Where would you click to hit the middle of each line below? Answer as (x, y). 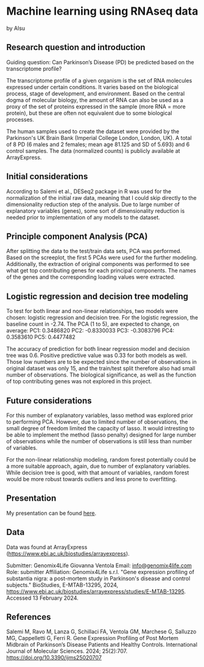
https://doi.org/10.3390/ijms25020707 (54, 658)
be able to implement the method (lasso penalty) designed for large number (101, 435)
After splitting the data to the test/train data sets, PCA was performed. (94, 251)
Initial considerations (47, 176)
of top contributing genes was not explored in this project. (79, 381)
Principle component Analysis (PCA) (77, 236)
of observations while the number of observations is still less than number (99, 441)
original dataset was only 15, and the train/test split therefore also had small (101, 369)
